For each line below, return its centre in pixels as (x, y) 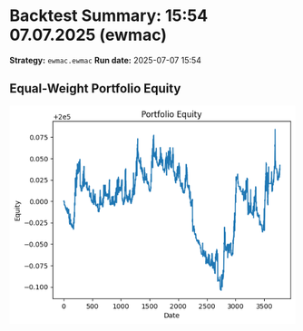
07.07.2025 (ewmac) (88, 35)
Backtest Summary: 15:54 (109, 16)
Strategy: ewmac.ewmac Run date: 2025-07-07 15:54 (106, 60)
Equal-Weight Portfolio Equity (95, 88)
